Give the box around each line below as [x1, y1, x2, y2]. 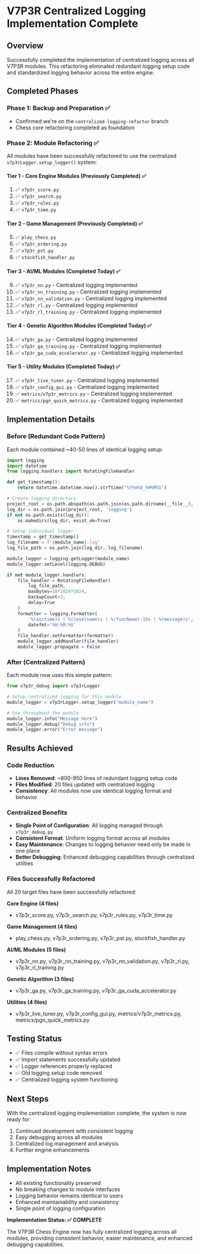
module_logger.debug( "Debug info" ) [7, 721, 95, 727]
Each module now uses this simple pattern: [7, 672, 112, 679]
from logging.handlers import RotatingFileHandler [7, 469, 135, 475]
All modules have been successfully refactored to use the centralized [7, 152, 177, 159]
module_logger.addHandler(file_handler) [17, 638, 119, 644]
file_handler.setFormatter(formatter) [17, 633, 114, 639]
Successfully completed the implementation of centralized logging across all [7, 57, 195, 63]
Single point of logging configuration [15, 1205, 106, 1212]
